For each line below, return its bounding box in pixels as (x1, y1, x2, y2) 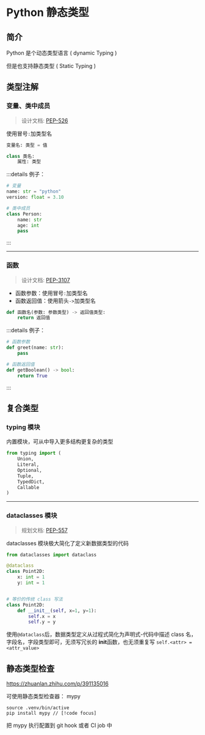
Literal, (17, 461, 40, 468)
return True (17, 373, 48, 379)
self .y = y (28, 619, 56, 625)
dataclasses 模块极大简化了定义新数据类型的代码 (6, 539, 129, 547)
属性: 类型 (17, 159, 41, 165)
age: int (17, 222, 40, 228)
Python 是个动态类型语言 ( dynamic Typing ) (6, 50, 117, 56)
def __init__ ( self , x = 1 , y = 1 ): (17, 607, 97, 614)
